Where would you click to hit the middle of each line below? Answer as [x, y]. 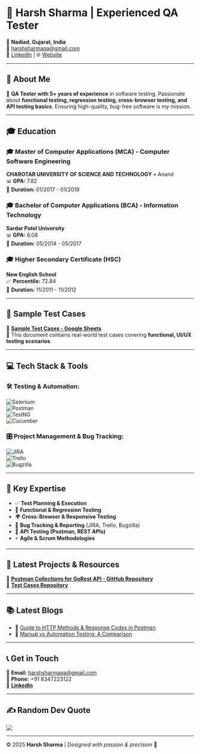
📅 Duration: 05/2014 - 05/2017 [44, 243]
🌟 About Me [28, 80]
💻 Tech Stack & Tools [47, 366]
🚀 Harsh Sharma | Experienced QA [92, 13]
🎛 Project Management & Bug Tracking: [65, 436]
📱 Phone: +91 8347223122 [39, 679]
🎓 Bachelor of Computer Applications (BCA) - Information [92, 206]
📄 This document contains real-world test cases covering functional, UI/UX [99, 334]
